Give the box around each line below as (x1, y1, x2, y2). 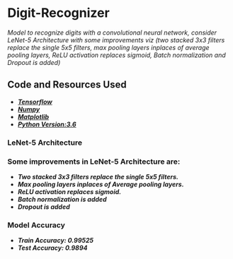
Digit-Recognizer (7, 5, 110, 21)
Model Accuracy (7, 220, 66, 230)
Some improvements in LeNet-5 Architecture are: (7, 157, 181, 167)
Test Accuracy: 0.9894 (17, 243, 88, 252)
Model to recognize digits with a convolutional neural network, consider (7, 28, 217, 37)
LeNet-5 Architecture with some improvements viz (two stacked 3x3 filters (7, 35, 225, 44)
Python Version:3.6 (17, 120, 76, 128)
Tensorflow (17, 97, 53, 106)
